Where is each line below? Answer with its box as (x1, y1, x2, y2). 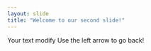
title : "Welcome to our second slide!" (7, 17, 125, 24)
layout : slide (7, 10, 50, 17)
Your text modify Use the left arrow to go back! (7, 36, 145, 44)
